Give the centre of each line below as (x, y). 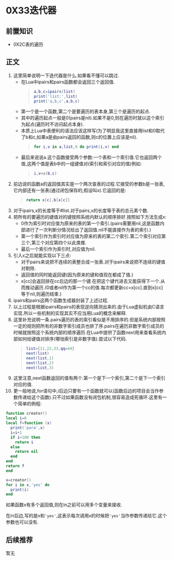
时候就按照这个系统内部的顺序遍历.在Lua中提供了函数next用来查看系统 (87, 333)
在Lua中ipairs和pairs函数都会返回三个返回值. (68, 82)
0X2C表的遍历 (28, 44)
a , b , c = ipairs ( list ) (55, 91)
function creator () (27, 414)
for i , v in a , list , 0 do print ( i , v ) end (76, 147)
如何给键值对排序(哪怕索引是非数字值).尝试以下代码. (72, 339)
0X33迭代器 (31, 11)
